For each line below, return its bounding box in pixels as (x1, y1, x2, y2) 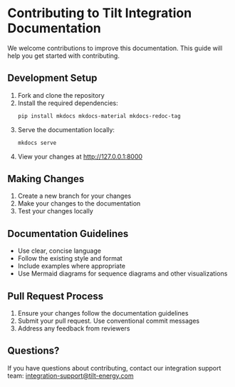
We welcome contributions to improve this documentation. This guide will (7, 44, 223, 52)
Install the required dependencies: (17, 99, 119, 107)
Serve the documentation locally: (17, 125, 115, 134)
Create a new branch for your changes (17, 191, 132, 201)
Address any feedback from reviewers (17, 323, 130, 333)
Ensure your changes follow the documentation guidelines (17, 308, 189, 317)
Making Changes (7, 173, 85, 185)
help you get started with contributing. (7, 51, 120, 60)
